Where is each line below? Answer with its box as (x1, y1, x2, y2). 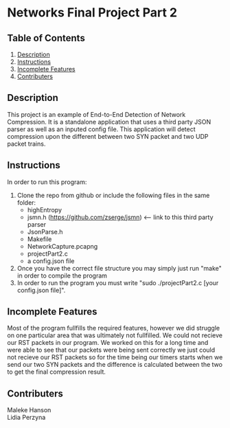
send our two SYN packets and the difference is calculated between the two (7, 361, 223, 369)
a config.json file (27, 256, 75, 265)
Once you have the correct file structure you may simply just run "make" (16, 264, 222, 272)
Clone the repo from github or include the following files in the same (16, 191, 210, 199)
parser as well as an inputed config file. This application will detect (7, 125, 196, 133)
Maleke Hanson (7, 406, 51, 414)
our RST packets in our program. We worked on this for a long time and (7, 339, 209, 347)
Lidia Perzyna (7, 414, 46, 422)
